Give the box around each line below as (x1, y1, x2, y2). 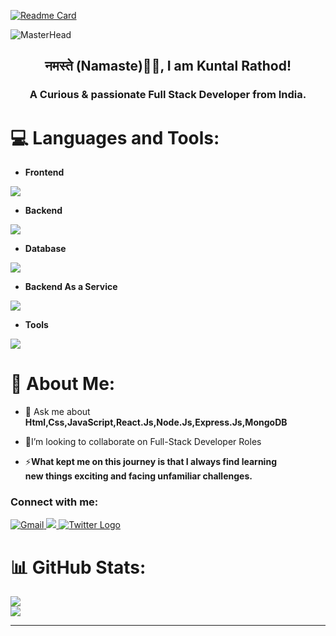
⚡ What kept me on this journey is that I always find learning (24, 456, 277, 468)
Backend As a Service (24, 281, 118, 293)
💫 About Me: (10, 373, 116, 395)
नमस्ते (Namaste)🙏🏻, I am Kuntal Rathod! (44, 58, 292, 75)
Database (24, 243, 67, 255)
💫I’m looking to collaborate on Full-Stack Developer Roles (24, 436, 262, 448)
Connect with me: (10, 495, 99, 509)
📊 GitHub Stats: (10, 556, 147, 579)
